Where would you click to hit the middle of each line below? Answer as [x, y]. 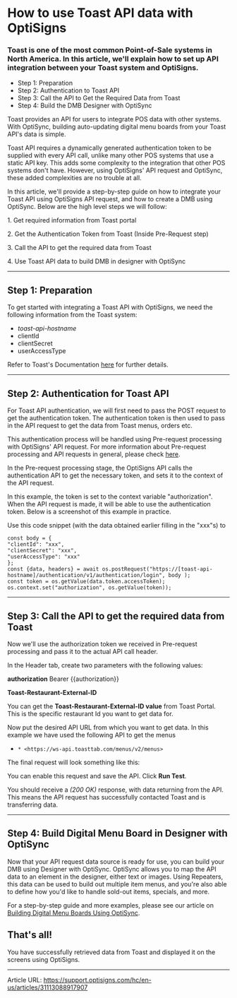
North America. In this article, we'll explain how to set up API [113, 59]
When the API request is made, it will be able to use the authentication [109, 504]
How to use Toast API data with [100, 13]
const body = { [30, 538]
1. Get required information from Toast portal [72, 220]
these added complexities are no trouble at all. [75, 178]
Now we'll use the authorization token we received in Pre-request [102, 643]
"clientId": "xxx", [36, 545]
